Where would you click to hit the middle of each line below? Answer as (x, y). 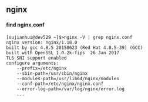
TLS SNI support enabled (36, 58)
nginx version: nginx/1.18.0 (42, 42)
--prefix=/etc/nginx (42, 68)
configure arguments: (33, 63)
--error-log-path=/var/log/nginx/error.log (71, 89)
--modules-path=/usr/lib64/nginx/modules (68, 78)
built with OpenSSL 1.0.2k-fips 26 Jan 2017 (63, 52)
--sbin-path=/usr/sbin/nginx (52, 73)
